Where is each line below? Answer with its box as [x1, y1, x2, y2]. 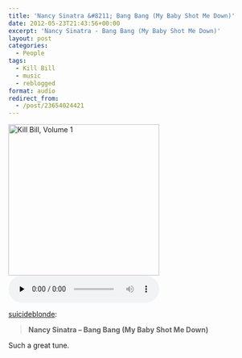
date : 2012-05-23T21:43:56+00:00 [8, 19, 121, 27]
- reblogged [15, 79, 56, 87]
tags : [8, 57, 27, 65]
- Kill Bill [15, 65, 56, 73]
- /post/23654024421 [15, 102, 84, 110]
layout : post [8, 34, 52, 43]
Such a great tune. [8, 340, 70, 351]
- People [15, 49, 45, 57]
